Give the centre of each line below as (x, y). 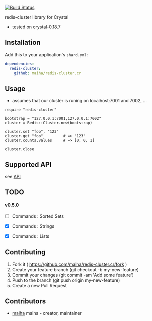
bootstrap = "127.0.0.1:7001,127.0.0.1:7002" (53, 119)
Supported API (28, 165)
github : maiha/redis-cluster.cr (48, 73)
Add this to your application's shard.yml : (47, 54)
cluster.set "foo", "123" (32, 132)
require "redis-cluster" (31, 110)
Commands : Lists (31, 236)
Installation (23, 43)
